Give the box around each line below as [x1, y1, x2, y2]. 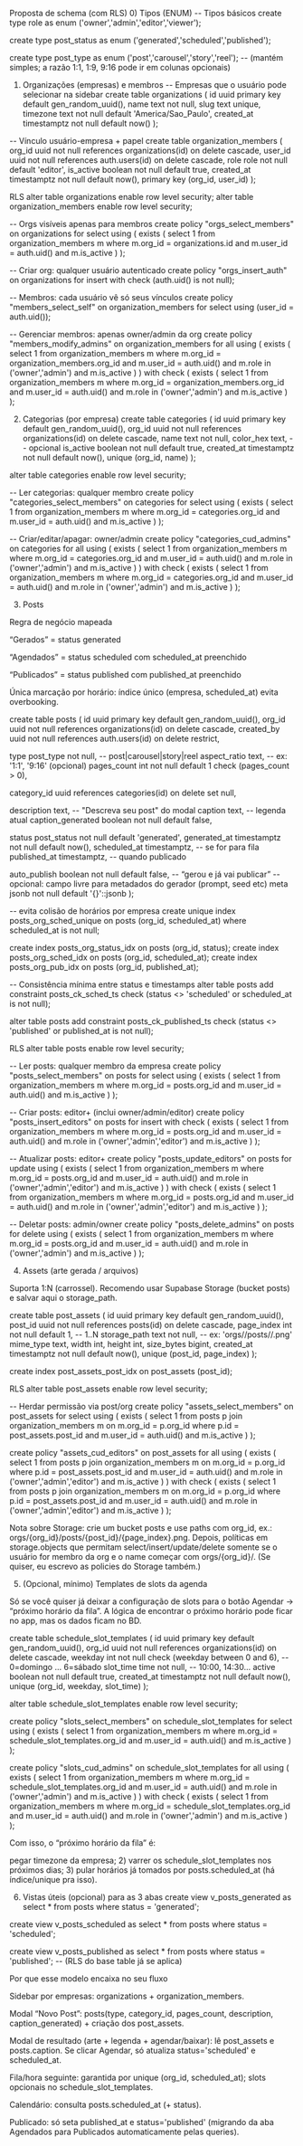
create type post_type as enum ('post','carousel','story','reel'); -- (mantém [9, 52, 284, 62]
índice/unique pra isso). [9, 1875, 98, 1885]
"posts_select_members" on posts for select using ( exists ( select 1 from [9, 1070, 281, 1080]
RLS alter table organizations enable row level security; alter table [9, 192, 254, 202]
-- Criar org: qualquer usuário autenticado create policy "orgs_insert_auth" [9, 265, 288, 275]
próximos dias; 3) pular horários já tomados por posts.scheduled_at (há [9, 1865, 276, 1875]
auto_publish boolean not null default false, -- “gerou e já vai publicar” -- [9, 869, 280, 879]
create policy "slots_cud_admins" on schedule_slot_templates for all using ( [9, 1762, 289, 1772]
